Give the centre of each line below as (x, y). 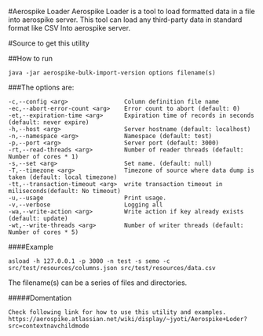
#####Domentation (40, 298)
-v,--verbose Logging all (86, 205)
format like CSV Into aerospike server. (69, 28)
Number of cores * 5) (44, 232)
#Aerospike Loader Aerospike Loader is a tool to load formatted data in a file (131, 11)
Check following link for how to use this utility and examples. (117, 312)
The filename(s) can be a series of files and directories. (98, 283)
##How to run (31, 58)
